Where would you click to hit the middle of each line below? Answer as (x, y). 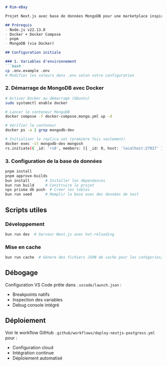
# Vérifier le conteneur (31, 126)
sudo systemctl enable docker (37, 103)
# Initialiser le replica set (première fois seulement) (65, 139)
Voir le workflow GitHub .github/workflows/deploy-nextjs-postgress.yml (80, 332)
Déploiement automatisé (37, 358)
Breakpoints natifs (31, 294)
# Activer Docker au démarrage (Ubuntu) (48, 98)
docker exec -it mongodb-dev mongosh (44, 144)
